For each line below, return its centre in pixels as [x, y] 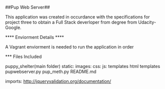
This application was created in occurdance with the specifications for [77, 17]
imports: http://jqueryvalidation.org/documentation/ [58, 81]
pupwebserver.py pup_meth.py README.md [51, 71]
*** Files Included [23, 56]
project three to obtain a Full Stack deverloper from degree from [71, 22]
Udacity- [147, 22]
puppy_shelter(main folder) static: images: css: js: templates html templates [83, 66]
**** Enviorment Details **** [34, 37]
